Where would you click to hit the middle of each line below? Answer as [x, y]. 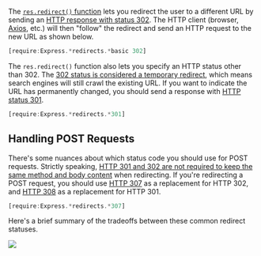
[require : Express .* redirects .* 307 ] [67, 206]
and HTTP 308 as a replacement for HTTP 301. [85, 191]
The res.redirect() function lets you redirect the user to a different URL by [131, 11]
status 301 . [26, 100]
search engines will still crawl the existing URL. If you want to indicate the [128, 83]
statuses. [23, 229]
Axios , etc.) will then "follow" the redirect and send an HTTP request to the [130, 28]
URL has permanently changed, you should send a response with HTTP [125, 91]
